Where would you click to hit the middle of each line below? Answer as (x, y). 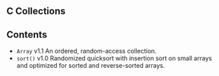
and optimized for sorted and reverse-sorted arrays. (91, 66)
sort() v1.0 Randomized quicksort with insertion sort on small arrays (114, 58)
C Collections (36, 11)
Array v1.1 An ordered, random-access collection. (86, 51)
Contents (27, 35)
